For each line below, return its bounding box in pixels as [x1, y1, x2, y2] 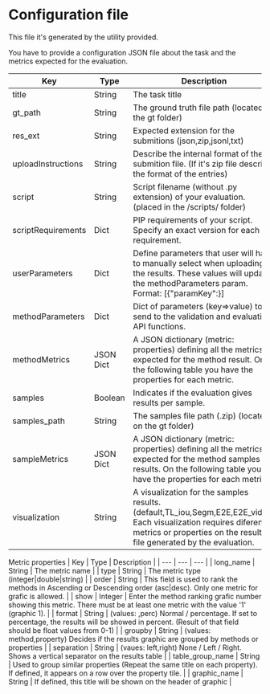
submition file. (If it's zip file [133, 158, 237, 169]
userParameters [12, 267, 73, 279]
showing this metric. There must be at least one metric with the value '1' [8, 600, 247, 610]
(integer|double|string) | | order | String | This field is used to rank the [8, 574, 239, 584]
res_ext [12, 130, 40, 141]
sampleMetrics [12, 453, 69, 464]
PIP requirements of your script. [133, 214, 253, 226]
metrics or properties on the [133, 526, 239, 537]
